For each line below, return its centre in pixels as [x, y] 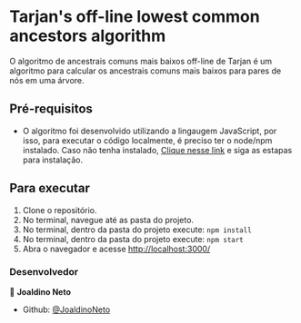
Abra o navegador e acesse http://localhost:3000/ [116, 249]
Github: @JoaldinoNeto [66, 309]
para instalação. [53, 160]
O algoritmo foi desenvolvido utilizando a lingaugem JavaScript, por [150, 131]
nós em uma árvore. [47, 80]
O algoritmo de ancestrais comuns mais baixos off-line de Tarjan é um [141, 61]
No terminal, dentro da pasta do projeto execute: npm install [137, 230]
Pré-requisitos [51, 109]
